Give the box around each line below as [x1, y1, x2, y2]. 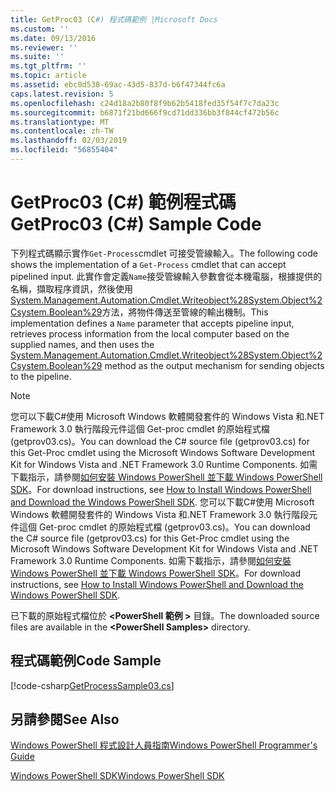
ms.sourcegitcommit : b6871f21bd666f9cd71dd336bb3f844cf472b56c [10, 107, 280, 118]
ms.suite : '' [10, 52, 65, 62]
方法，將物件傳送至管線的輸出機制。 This [101, 306, 269, 318]
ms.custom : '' [10, 24, 70, 34]
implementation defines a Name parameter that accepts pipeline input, [10, 317, 295, 329]
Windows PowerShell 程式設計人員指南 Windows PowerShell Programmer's [10, 739, 318, 751]
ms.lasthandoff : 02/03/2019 [10, 136, 128, 146]
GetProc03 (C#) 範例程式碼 [10, 191, 237, 214]
